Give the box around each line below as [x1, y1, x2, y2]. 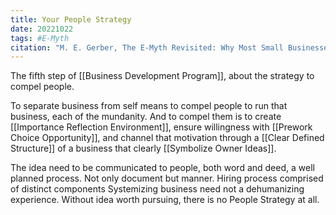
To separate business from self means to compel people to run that [10, 100, 288, 112]
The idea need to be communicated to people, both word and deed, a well [10, 162, 315, 174]
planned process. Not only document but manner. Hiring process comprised [10, 172, 324, 185]
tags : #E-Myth [10, 33, 70, 43]
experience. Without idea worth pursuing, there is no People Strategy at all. [10, 194, 320, 206]
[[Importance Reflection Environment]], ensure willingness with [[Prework [10, 121, 313, 133]
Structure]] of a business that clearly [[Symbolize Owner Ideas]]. [10, 142, 277, 155]
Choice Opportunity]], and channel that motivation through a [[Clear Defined [10, 132, 325, 144]
